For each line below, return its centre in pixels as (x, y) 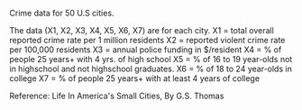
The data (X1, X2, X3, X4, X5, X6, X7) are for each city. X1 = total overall (142, 30)
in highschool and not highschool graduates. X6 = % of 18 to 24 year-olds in (151, 69)
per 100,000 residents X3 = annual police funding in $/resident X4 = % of (146, 50)
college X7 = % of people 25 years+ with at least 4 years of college (134, 78)
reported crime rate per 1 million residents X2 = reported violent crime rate (147, 40)
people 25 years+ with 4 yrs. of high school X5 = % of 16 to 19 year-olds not (151, 59)
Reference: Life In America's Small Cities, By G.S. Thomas (117, 96)
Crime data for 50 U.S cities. (62, 13)
